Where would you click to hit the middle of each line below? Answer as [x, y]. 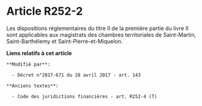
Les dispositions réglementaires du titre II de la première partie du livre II [97, 28]
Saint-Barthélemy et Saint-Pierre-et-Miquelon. [65, 41]
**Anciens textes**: [33, 86]
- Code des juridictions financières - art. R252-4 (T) [84, 96]
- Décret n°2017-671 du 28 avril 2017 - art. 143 [76, 75]
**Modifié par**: [28, 64]
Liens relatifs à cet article [39, 53]
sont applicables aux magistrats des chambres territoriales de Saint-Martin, [101, 34]
